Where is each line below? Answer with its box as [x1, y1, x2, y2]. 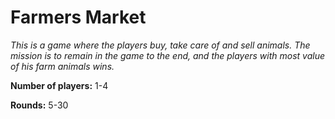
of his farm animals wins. [10, 60, 115, 72]
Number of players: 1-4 [10, 79, 109, 91]
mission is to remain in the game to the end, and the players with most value [10, 49, 326, 61]
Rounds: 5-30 [10, 99, 69, 111]
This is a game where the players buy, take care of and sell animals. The [10, 39, 311, 51]
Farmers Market [10, 6, 147, 29]
